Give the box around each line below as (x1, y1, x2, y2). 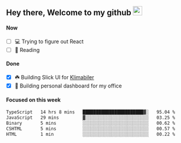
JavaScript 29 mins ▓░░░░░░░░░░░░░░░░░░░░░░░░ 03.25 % (6, 115, 176, 121)
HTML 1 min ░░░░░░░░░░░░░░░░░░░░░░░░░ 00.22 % (6, 131, 176, 137)
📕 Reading (14, 46, 40, 53)
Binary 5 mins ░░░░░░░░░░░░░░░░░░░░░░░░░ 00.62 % (6, 120, 176, 126)
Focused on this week (6, 96, 61, 103)
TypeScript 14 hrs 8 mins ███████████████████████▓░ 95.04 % (6, 109, 176, 115)
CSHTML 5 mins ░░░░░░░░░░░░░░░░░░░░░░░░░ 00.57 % (6, 125, 176, 132)
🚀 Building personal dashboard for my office (14, 82, 122, 89)
